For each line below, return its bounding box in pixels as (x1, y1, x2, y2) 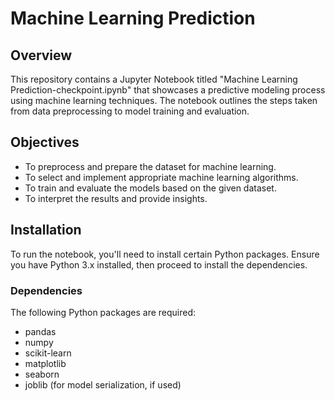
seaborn (24, 368, 60, 380)
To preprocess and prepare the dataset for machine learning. (24, 160, 277, 172)
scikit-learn (24, 347, 72, 359)
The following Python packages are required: (10, 306, 197, 318)
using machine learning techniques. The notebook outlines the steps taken (10, 95, 318, 106)
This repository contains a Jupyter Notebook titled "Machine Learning (10, 73, 298, 85)
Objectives (10, 134, 80, 151)
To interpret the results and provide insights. (24, 192, 208, 204)
